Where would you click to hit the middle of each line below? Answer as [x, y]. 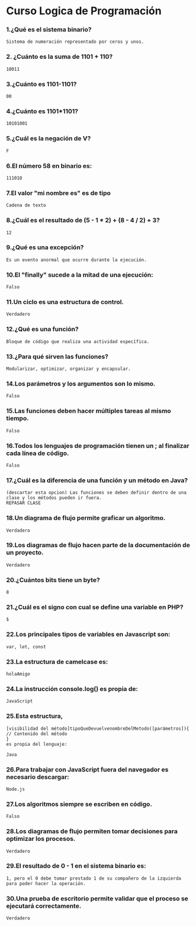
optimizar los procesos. [41, 839]
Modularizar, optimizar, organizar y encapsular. [69, 369]
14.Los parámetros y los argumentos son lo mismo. [81, 384]
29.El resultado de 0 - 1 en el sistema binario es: [76, 866]
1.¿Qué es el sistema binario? [49, 30]
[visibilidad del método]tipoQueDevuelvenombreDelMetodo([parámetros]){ [98, 729]
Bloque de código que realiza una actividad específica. [78, 341]
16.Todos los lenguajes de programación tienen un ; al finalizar [98, 445]
